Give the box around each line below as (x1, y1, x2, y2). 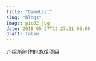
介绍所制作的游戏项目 (6, 48, 59, 56)
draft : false (6, 31, 39, 37)
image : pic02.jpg (6, 20, 50, 26)
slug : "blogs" (6, 14, 42, 20)
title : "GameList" (6, 8, 53, 15)
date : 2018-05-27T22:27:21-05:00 (6, 25, 91, 32)
